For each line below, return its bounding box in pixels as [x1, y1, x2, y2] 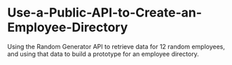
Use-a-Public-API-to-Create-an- [7, 5, 202, 21]
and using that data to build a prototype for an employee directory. [7, 50, 200, 58]
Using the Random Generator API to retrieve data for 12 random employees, [7, 42, 226, 50]
